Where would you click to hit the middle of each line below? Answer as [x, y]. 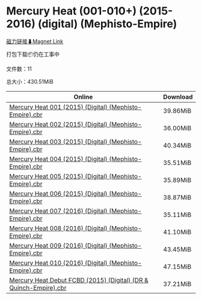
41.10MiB [177, 232]
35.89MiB [177, 180]
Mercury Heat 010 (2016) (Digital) [59, 263]
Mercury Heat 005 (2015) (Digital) [59, 176]
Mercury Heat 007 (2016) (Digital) [59, 211]
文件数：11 [19, 69]
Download [178, 96]
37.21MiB [177, 284]
